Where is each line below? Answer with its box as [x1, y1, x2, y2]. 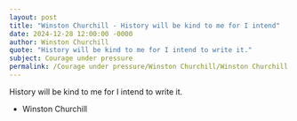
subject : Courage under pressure [9, 54, 133, 63]
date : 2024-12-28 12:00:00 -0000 [9, 29, 133, 38]
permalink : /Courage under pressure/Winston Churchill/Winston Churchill [9, 63, 289, 72]
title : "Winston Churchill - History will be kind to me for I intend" [9, 21, 280, 30]
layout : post [9, 12, 58, 22]
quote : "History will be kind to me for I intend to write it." [9, 46, 253, 55]
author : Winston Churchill [9, 37, 109, 47]
